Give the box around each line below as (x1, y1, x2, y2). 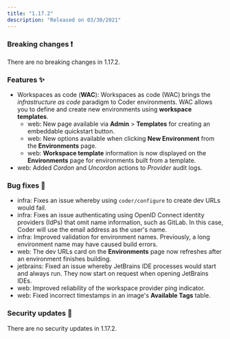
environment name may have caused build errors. (16, 240, 158, 248)
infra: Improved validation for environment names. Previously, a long (16, 233, 211, 241)
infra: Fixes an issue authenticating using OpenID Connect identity (16, 211, 205, 219)
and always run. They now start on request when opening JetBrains (16, 270, 209, 278)
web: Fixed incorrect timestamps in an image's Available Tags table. (16, 292, 211, 300)
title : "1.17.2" (7, 10, 54, 17)
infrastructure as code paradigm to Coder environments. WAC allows (16, 98, 213, 107)
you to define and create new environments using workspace (16, 105, 192, 113)
